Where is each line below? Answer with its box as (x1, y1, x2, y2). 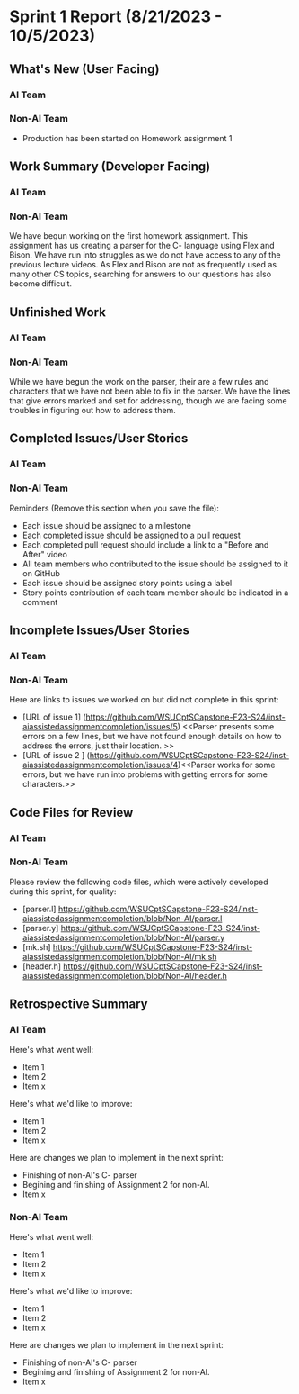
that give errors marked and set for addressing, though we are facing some (9, 395, 287, 406)
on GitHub (22, 567, 61, 578)
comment (22, 596, 58, 607)
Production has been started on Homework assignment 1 (22, 132, 233, 143)
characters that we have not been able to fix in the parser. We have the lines (9, 385, 291, 397)
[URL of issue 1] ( (22, 711, 87, 722)
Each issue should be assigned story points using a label (22, 577, 233, 588)
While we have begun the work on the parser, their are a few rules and (9, 376, 269, 387)
